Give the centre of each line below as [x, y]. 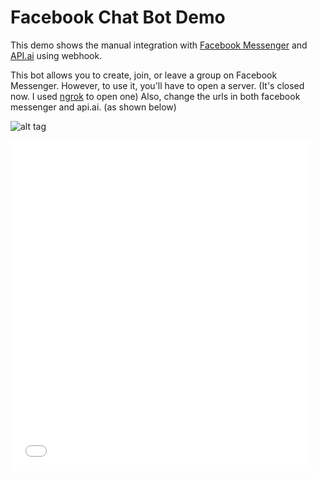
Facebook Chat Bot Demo [118, 17]
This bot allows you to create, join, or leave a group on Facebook [144, 75]
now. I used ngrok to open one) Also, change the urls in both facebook [155, 96]
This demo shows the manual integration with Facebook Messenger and [159, 45]
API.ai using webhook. [56, 55]
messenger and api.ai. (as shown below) [93, 107]
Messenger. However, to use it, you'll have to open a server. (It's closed [157, 85]
